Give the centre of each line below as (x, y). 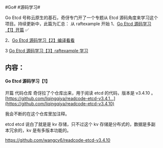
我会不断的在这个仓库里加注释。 (37, 114)
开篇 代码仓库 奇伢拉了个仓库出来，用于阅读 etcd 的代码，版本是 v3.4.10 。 (80, 93)
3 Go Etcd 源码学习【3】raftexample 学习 (47, 51)
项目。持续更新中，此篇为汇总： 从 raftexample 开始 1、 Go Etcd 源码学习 (78, 24)
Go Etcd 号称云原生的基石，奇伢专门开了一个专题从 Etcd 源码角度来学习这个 (81, 18)
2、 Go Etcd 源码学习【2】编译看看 (40, 40)
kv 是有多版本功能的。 (49, 130)
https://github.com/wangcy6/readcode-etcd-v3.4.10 (58, 140)
